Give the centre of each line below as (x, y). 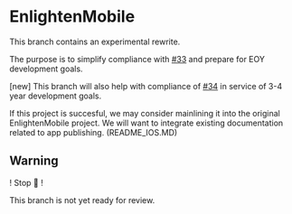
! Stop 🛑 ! (26, 182)
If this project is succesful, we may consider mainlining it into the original (145, 113)
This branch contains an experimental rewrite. (95, 42)
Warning (34, 161)
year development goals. (56, 96)
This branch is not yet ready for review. (82, 200)
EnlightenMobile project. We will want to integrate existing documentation (146, 123)
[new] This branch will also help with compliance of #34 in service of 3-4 (146, 86)
